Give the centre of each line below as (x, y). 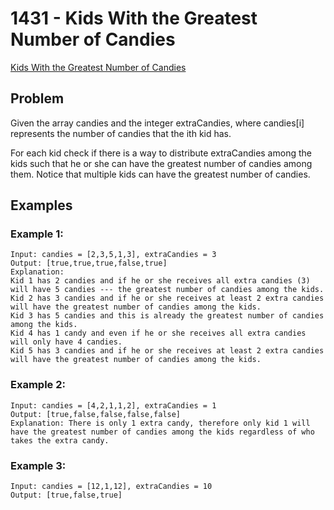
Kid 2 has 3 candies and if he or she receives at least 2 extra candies (167, 298)
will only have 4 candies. (66, 342)
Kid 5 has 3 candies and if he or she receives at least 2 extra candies (167, 351)
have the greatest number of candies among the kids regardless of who (162, 432)
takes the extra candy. (60, 440)
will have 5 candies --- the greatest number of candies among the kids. (167, 290)
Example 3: (38, 465)
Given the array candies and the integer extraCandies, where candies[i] (157, 123)
